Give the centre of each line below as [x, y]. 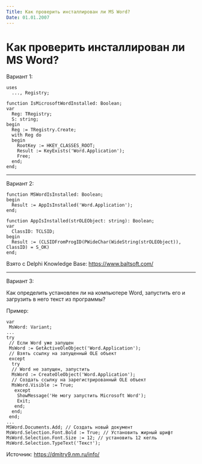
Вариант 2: [20, 184]
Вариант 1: [20, 77]
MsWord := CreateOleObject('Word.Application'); [74, 375]
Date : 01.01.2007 [28, 17]
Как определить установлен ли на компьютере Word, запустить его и [96, 293]
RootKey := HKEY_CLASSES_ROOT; [56, 146]
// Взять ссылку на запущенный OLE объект [63, 354]
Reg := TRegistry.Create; [44, 130]
